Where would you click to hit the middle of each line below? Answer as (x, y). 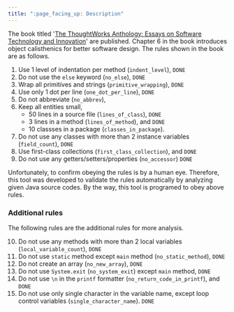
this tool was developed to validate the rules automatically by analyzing (110, 180)
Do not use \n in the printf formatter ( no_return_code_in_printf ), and (119, 278)
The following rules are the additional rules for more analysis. (96, 227)
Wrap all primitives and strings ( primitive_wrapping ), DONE (101, 84)
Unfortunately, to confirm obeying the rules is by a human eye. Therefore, (114, 172)
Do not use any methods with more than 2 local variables (100, 241)
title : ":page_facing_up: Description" (66, 14)
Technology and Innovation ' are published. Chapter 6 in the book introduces (118, 41)
